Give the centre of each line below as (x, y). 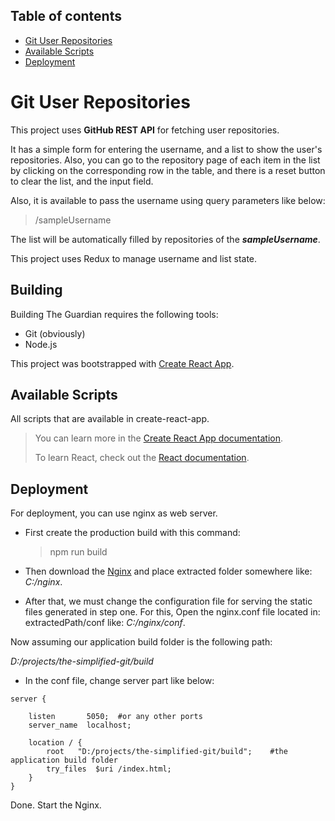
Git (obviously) (55, 333)
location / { (55, 743)
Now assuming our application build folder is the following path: (141, 642)
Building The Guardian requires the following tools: (114, 314)
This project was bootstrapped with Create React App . (122, 363)
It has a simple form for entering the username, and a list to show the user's (166, 149)
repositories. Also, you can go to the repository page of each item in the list (165, 160)
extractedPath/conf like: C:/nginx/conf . (105, 623)
